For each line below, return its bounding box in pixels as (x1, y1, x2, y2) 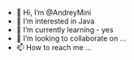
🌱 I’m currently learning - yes (15, 25, 114, 34)
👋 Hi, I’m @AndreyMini (15, 8, 92, 17)
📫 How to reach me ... (15, 43, 92, 52)
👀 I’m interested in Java (15, 16, 95, 26)
